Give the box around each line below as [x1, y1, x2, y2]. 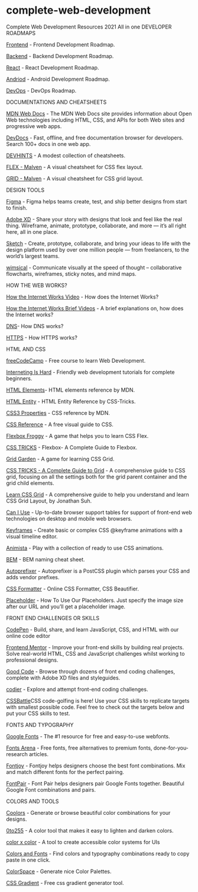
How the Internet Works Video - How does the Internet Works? [6, 293, 159, 300]
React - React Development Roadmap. [6, 64, 99, 71]
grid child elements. [6, 479, 54, 487]
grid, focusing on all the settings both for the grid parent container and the [6, 473, 187, 480]
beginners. [6, 374, 33, 382]
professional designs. [6, 656, 59, 664]
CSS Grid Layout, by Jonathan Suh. [6, 497, 92, 504]
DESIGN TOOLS [6, 186, 45, 193]
